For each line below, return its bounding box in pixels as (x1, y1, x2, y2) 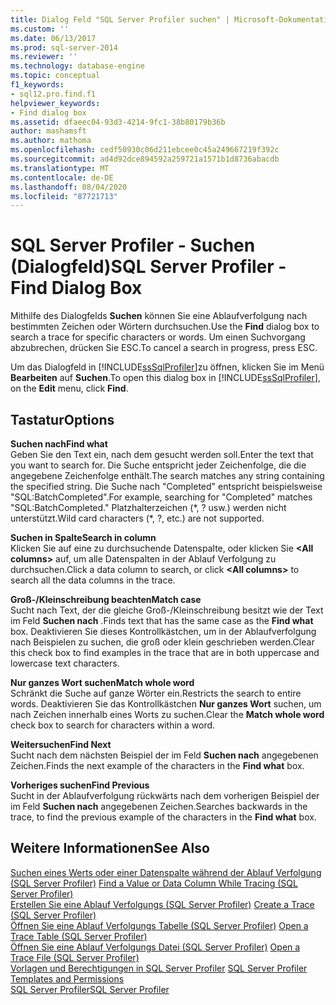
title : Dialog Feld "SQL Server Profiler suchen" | (10, 14, 230, 25)
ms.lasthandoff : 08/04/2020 (10, 182, 128, 192)
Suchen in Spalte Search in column (10, 532, 157, 543)
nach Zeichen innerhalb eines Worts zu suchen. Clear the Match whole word (10, 709, 325, 720)
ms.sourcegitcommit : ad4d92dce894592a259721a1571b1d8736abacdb (10, 154, 280, 164)
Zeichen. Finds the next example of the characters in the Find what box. (10, 760, 305, 771)
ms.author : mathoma (10, 136, 92, 146)
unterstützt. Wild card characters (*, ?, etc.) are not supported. (10, 512, 265, 524)
